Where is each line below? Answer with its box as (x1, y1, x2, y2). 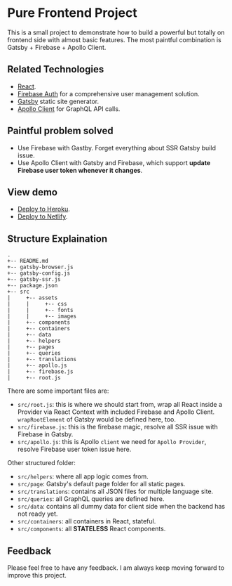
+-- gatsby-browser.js (7, 263, 74, 271)
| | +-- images (7, 313, 77, 320)
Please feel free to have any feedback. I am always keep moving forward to (7, 564, 225, 572)
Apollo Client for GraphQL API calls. (17, 104, 121, 113)
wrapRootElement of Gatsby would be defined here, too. (17, 415, 177, 424)
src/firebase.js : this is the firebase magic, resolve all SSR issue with (17, 423, 219, 431)
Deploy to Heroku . (17, 205, 70, 214)
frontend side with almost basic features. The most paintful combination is (7, 35, 222, 44)
